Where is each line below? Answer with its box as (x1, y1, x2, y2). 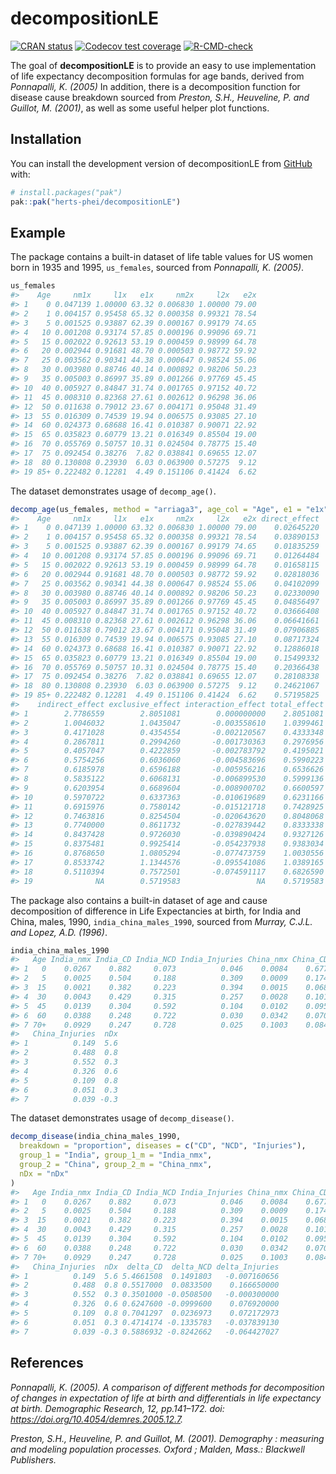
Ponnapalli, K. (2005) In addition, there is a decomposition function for (10, 80, 301, 92)
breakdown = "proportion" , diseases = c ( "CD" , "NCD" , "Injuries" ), (19, 1141, 307, 1151)
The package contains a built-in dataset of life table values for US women (10, 251, 313, 263)
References (10, 1355, 84, 1372)
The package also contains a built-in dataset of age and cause (10, 894, 268, 906)
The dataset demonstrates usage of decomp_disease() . (10, 1112, 235, 1124)
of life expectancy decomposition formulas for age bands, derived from (10, 70, 305, 82)
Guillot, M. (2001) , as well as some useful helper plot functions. (10, 102, 270, 114)
